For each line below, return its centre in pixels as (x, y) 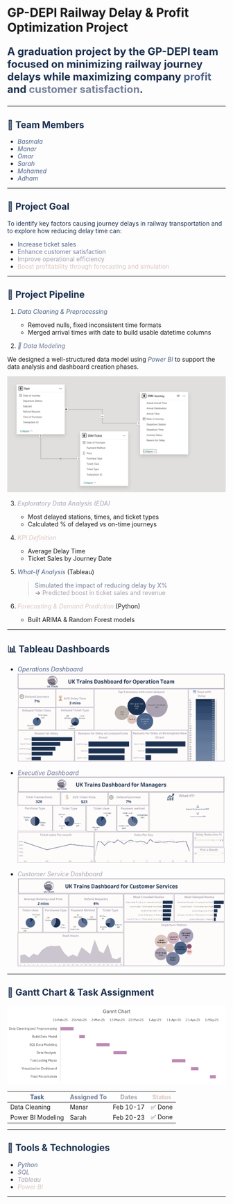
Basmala (30, 141)
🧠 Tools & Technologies (59, 1148)
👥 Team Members (46, 125)
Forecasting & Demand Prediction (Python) (79, 606)
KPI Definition (37, 538)
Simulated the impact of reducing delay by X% (101, 585)
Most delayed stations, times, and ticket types (93, 517)
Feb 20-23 (129, 1117)
